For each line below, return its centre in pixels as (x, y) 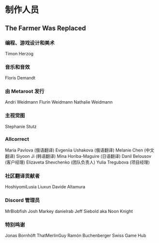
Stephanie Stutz (21, 126)
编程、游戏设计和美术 (30, 43)
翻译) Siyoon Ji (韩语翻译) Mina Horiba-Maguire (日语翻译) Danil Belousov (78, 156)
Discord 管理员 (22, 200)
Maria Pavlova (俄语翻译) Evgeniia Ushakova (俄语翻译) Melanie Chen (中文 (80, 150)
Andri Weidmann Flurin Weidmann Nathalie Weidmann (59, 102)
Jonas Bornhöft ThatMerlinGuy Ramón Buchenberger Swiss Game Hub (76, 235)
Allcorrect (17, 139)
